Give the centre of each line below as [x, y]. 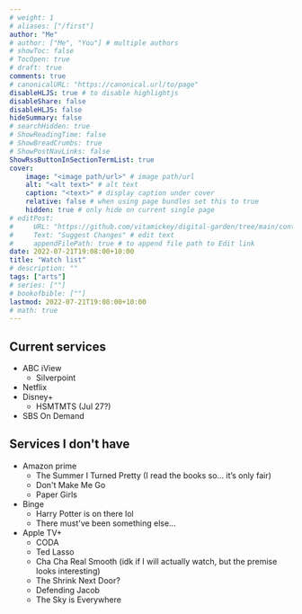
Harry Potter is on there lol [84, 513]
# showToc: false [42, 51]
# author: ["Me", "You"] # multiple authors [94, 43]
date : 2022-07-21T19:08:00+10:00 [72, 252]
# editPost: [31, 218]
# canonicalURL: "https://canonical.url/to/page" [104, 85]
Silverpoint [56, 378]
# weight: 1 [31, 18]
